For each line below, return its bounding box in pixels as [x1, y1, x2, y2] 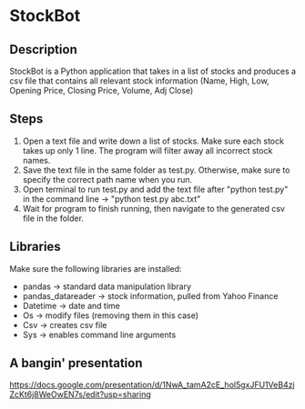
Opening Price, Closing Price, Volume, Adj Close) [9, 85, 194, 95]
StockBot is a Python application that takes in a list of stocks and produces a [9, 65, 297, 76]
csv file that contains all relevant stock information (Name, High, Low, [9, 75, 270, 86]
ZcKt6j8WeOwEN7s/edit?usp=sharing [9, 389, 152, 400]
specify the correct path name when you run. [22, 174, 193, 185]
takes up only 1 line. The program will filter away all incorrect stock [22, 145, 273, 155]
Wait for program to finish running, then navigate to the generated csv [22, 203, 285, 214]
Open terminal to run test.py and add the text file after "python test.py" [22, 184, 289, 195]
